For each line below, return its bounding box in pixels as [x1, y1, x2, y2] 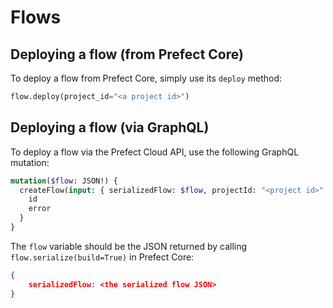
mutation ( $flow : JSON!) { [10, 176, 118, 186]
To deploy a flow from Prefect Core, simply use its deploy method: [10, 72, 283, 84]
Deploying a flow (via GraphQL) [10, 119, 210, 136]
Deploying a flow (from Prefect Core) [10, 46, 244, 63]
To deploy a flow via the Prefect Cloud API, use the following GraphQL [10, 146, 300, 158]
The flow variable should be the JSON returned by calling [10, 240, 248, 252]
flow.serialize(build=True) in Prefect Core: [10, 251, 195, 263]
